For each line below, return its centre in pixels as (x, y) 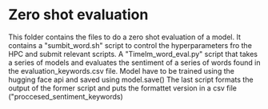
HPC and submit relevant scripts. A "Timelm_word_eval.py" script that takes (133, 54)
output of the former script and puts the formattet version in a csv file (123, 88)
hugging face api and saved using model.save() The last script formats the (131, 79)
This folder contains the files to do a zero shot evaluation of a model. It (125, 37)
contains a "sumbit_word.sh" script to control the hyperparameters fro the (130, 45)
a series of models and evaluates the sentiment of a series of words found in (134, 63)
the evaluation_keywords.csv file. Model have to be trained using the (121, 71)
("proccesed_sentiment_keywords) (66, 96)
